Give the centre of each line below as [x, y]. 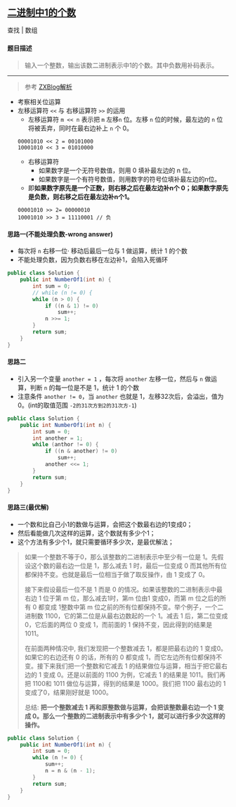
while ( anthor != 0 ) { [66, 445]
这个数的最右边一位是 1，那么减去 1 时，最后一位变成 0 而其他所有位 [129, 566]
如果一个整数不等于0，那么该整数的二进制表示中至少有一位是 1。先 [121, 557]
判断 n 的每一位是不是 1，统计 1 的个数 [85, 387]
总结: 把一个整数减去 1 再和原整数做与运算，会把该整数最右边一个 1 [120, 707]
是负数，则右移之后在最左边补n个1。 [80, 197]
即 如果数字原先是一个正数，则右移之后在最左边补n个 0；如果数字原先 [128, 188]
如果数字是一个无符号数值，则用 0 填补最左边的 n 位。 [117, 170]
